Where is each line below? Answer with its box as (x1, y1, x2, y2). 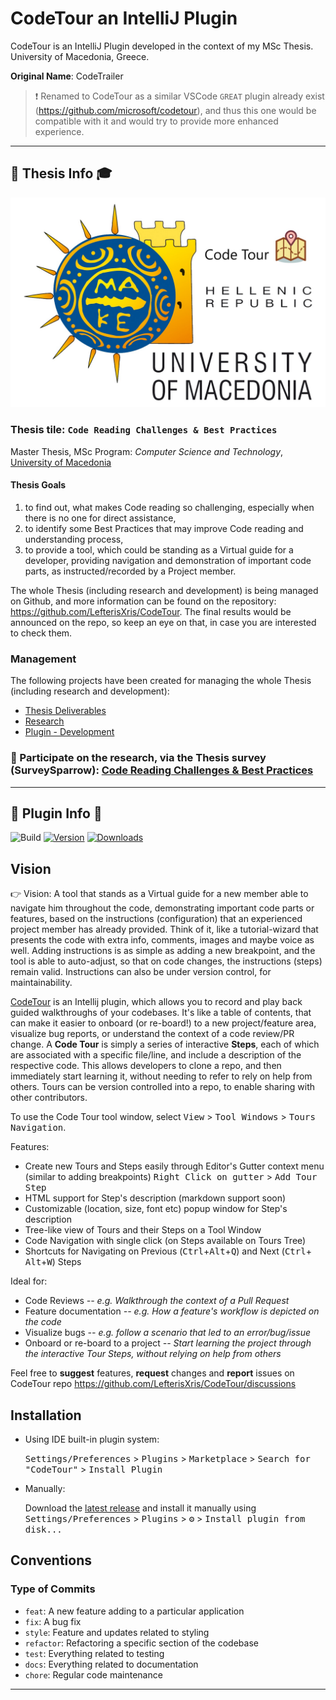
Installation (10, 1407, 82, 1424)
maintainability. (10, 977, 73, 989)
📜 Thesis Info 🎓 (10, 165, 113, 182)
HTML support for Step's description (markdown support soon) (24, 1192, 287, 1204)
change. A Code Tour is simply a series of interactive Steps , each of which (10, 1038, 320, 1051)
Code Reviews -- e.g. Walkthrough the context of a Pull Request (24, 1295, 290, 1307)
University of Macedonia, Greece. (10, 50, 150, 62)
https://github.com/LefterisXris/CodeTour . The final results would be (10, 605, 292, 617)
